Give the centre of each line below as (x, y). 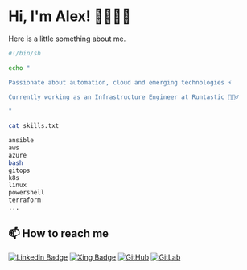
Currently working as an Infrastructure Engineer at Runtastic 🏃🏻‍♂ (124, 97)
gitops (19, 170)
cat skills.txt (34, 126)
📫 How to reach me (59, 233)
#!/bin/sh (25, 53)
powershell (27, 193)
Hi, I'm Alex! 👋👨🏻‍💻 (70, 16)
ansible (21, 141)
